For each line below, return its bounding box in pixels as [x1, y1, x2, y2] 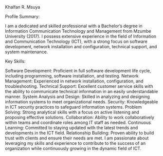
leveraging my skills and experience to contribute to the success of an [5, 140, 146, 146]
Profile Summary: [5, 14, 40, 19]
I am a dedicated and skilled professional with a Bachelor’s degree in [5, 23, 143, 29]
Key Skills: [5, 58, 26, 64]
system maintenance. [5, 49, 48, 55]
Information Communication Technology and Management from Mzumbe [5, 28, 151, 34]
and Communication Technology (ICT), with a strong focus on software [5, 39, 147, 44]
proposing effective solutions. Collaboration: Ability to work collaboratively [5, 115, 155, 120]
